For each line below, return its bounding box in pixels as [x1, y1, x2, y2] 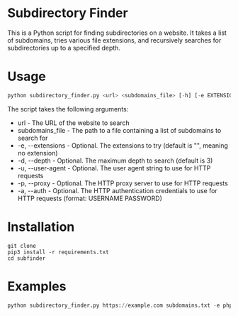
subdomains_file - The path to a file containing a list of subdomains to [17, 126, 222, 134]
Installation [7, 219, 75, 235]
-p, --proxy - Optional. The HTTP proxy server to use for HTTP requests [17, 179, 228, 187]
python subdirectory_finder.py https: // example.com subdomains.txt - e [7, 302, 220, 309]
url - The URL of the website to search [17, 119, 130, 127]
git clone [7, 242, 37, 249]
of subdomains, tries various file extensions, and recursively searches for [7, 36, 222, 44]
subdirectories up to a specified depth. [7, 43, 120, 52]
